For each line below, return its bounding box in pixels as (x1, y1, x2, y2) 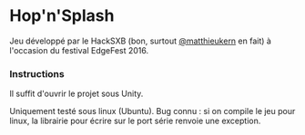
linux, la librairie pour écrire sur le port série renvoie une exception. (9, 115, 261, 127)
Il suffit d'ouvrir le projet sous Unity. (9, 88, 144, 100)
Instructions (9, 67, 66, 80)
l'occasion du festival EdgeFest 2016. (9, 44, 149, 55)
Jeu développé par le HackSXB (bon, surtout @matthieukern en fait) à (9, 35, 271, 46)
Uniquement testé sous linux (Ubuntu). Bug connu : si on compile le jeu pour (9, 106, 296, 117)
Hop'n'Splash (9, 5, 115, 26)
